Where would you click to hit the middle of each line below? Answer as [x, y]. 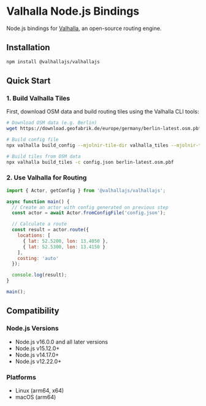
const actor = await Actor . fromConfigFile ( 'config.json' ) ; [89, 213]
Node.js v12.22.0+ [38, 361]
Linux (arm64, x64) [40, 390]
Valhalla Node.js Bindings [73, 11]
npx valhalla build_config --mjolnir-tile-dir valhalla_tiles [87, 145]
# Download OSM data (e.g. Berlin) [52, 123]
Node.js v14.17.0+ [37, 354]
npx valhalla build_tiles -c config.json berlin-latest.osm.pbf [90, 162]
